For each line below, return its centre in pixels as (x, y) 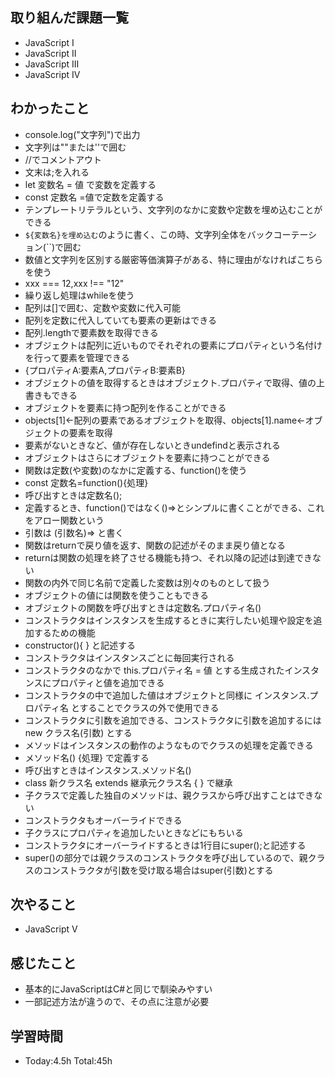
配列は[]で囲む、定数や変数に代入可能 (103, 307)
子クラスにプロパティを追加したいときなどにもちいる (134, 832)
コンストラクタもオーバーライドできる (103, 820)
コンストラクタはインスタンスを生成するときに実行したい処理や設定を (169, 620)
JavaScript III (52, 64)
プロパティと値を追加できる (108, 682)
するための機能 (64, 632)
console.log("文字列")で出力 (82, 134)
